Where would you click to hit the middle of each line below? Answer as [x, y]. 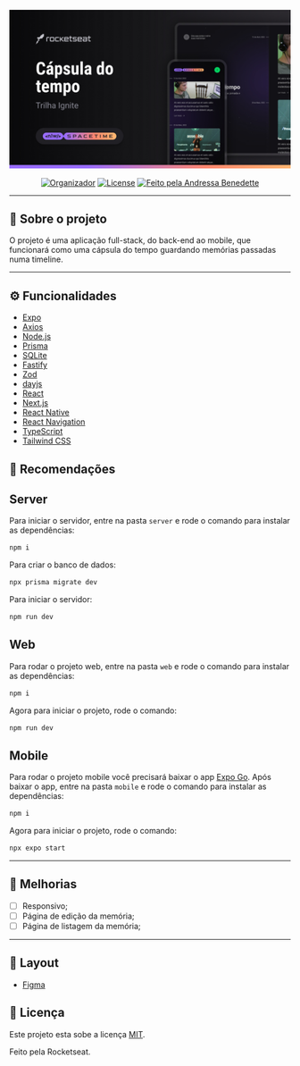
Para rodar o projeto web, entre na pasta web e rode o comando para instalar [150, 666]
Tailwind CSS [46, 441]
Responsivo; [45, 906]
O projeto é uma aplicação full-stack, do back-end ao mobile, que [130, 240]
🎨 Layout [34, 963]
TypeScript [42, 432]
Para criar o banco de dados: [62, 565]
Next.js [35, 403]
